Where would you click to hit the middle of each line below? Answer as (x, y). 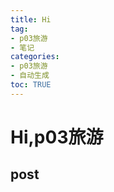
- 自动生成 (30, 76)
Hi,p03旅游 (57, 137)
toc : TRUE (31, 85)
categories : (35, 57)
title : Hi (31, 19)
